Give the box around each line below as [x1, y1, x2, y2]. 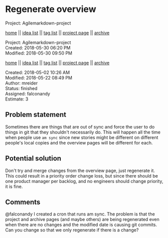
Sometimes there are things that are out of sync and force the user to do [5, 123, 155, 129]
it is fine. [5, 183, 23, 189]
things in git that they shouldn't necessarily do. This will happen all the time [5, 129, 161, 135]
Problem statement [5, 110, 67, 119]
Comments [5, 197, 41, 206]
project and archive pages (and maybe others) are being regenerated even [5, 216, 159, 222]
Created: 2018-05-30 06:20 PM [5, 44, 71, 50]
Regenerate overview [5, 3, 96, 15]
